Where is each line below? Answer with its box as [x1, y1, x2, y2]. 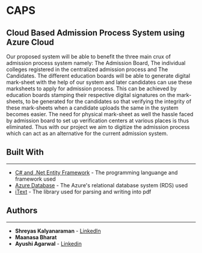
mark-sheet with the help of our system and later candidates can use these [6, 79, 192, 86]
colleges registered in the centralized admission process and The [6, 66, 168, 73]
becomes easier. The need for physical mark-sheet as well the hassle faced [6, 111, 194, 117]
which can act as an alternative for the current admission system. [6, 130, 168, 137]
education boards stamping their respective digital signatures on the [6, 92, 176, 98]
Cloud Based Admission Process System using [6, 28, 185, 38]
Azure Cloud [6, 37, 54, 47]
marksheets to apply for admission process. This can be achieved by [6, 85, 177, 92]
